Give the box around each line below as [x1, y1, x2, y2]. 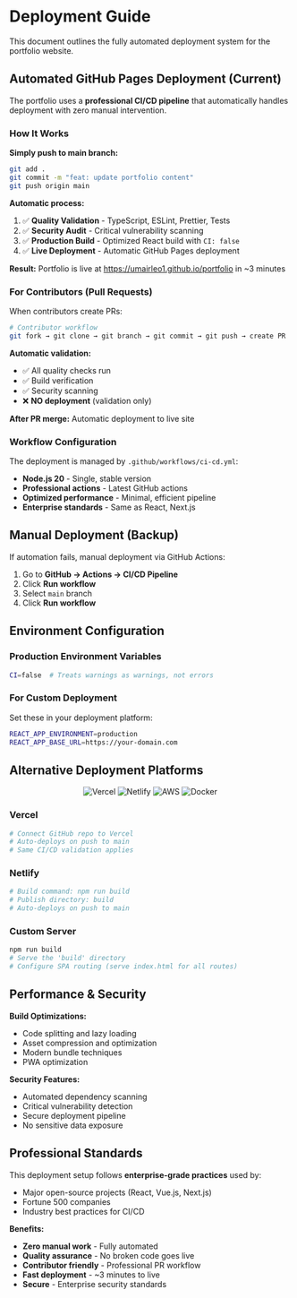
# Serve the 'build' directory [9, 954, 126, 963]
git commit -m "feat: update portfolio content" [9, 173, 194, 182]
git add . [9, 165, 47, 174]
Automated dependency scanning [21, 1091, 148, 1102]
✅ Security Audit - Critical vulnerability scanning [21, 225, 204, 236]
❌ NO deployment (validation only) [21, 395, 152, 406]
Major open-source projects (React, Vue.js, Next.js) [21, 1187, 212, 1198]
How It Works [9, 127, 70, 140]
